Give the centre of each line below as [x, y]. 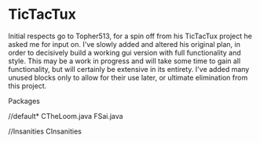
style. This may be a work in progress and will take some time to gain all [125, 61]
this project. [27, 86]
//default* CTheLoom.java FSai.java [66, 116]
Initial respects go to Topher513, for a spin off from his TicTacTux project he [130, 36]
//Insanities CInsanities [45, 131]
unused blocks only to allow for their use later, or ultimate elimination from [128, 77]
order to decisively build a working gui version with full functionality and [125, 52]
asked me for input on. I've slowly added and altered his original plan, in [125, 44]
